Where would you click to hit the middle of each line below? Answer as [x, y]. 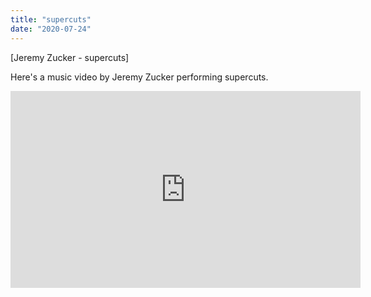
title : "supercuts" [51, 19]
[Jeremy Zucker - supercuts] [70, 57]
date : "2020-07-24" [51, 29]
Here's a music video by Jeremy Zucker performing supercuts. [139, 77]
